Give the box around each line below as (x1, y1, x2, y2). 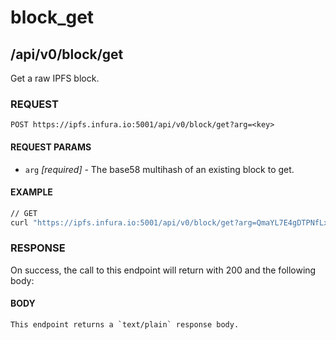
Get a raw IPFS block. (10, 72, 100, 84)
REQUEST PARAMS (10, 141, 92, 153)
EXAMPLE (10, 186, 53, 198)
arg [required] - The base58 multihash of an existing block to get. (24, 163, 295, 175)
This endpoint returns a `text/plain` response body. (10, 319, 240, 330)
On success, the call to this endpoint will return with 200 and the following (10, 264, 317, 276)
